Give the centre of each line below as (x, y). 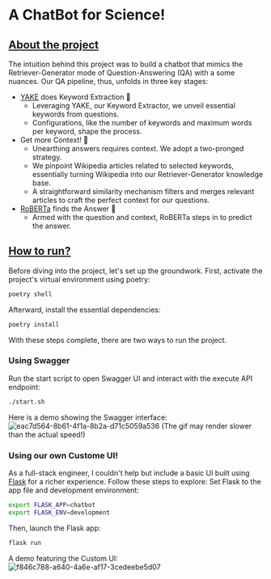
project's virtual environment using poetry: (79, 279)
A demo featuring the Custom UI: (64, 558)
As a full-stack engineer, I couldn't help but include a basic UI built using (129, 473)
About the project (54, 45)
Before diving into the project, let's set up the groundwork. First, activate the (135, 270)
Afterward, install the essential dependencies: (85, 310)
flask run (25, 543)
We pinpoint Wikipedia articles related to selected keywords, (133, 166)
